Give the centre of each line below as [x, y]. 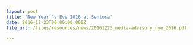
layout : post [22, 11]
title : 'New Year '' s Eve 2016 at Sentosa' [59, 17]
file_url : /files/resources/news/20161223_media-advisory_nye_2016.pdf [96, 28]
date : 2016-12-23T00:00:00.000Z [46, 22]
